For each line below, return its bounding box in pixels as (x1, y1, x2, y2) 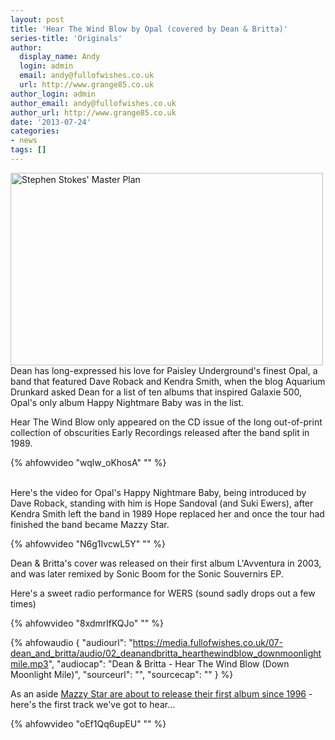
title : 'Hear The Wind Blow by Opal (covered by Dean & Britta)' (10, 24, 288, 34)
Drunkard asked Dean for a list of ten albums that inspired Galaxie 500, (10, 386, 302, 398)
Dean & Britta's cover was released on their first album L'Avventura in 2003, (10, 557, 322, 569)
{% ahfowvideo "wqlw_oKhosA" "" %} (10, 456, 167, 468)
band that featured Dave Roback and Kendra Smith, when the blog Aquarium (10, 375, 326, 387)
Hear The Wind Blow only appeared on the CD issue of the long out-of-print (10, 416, 323, 428)
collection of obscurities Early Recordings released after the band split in (10, 426, 310, 438)
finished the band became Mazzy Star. (10, 518, 170, 530)
